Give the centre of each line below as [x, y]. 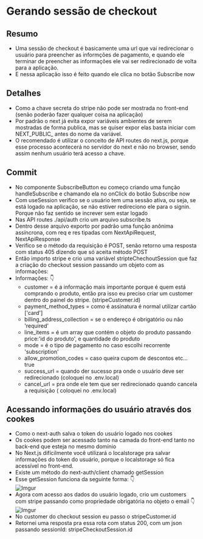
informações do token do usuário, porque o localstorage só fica [95, 460]
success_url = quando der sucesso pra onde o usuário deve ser [104, 371]
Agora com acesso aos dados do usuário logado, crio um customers [101, 495]
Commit [22, 173]
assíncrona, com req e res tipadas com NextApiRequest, [85, 232]
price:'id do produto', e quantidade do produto [82, 339]
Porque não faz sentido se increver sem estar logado [81, 213]
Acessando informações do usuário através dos [99, 410]
